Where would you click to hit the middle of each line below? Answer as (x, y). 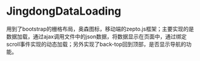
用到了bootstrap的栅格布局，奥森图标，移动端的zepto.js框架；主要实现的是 (100, 29)
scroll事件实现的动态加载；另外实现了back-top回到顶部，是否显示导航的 (96, 44)
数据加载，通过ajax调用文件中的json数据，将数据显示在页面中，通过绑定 (97, 36)
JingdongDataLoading (64, 11)
